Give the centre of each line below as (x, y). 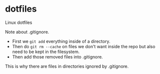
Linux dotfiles (19, 22)
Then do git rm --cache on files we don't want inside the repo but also (84, 46)
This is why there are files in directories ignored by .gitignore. (67, 66)
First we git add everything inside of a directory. (61, 41)
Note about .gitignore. (27, 32)
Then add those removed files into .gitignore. (57, 56)
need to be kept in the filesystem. (46, 52)
